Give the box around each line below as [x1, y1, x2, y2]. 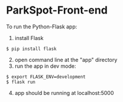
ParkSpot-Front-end [6, 4, 108, 17]
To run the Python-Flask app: [6, 23, 77, 30]
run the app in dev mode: [14, 62, 76, 70]
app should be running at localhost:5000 [14, 89, 114, 96]
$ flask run [6, 79, 35, 85]
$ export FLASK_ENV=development [6, 74, 86, 80]
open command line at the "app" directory [14, 56, 118, 63]
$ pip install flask [6, 45, 57, 52]
